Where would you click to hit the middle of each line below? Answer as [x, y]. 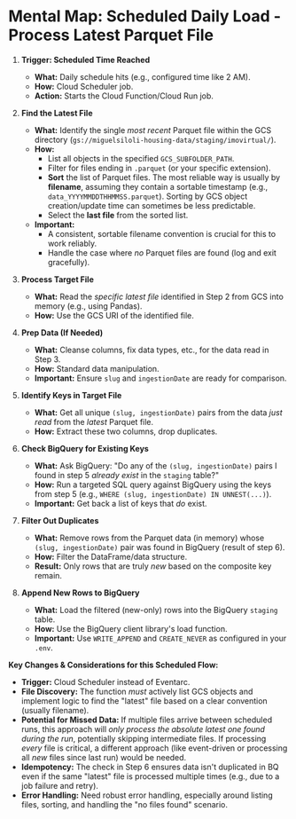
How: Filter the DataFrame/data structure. [111, 556]
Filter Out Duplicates [60, 520]
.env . [44, 647]
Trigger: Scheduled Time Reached [86, 59]
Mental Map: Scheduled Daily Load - [144, 16]
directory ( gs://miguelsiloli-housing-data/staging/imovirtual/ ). [155, 139]
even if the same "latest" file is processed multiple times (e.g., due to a [150, 776]
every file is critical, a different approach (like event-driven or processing [154, 748]
